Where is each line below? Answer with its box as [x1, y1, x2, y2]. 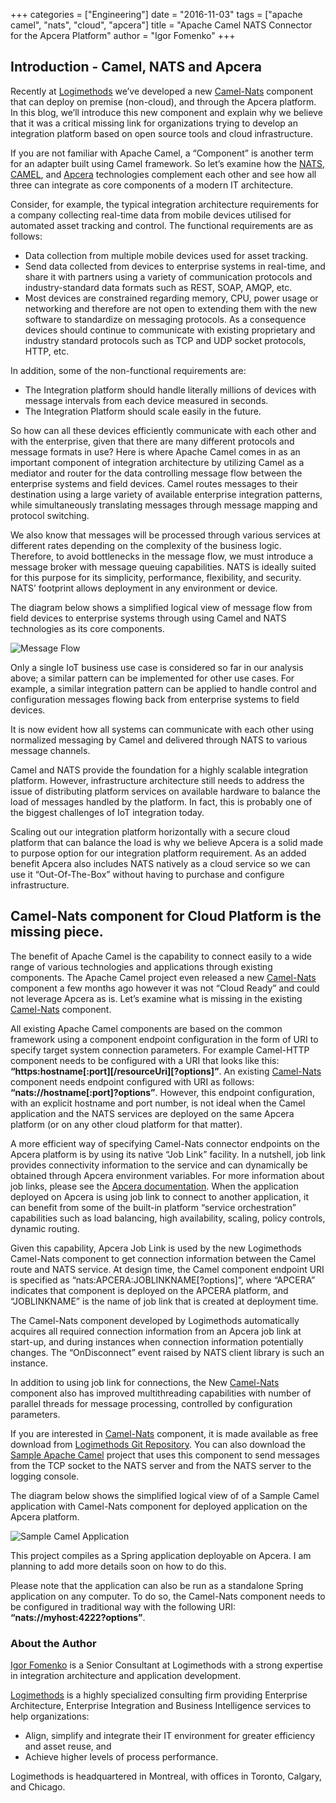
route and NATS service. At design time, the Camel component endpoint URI [10, 1263, 325, 1275]
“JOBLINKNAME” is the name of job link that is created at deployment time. [10, 1295, 319, 1307]
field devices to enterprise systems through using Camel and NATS [10, 612, 287, 624]
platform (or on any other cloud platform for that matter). [10, 1118, 243, 1130]
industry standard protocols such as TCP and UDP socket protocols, [24, 334, 307, 346]
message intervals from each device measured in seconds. [24, 394, 269, 406]
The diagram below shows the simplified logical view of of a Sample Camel [10, 1489, 320, 1501]
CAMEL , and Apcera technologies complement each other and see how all [10, 168, 317, 180]
